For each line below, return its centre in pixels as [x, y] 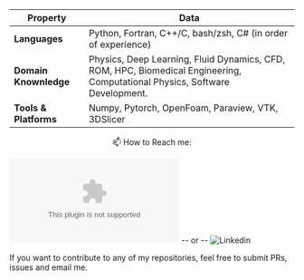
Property [47, 18]
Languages [38, 39]
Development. [119, 93]
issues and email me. [49, 267]
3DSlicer [107, 119]
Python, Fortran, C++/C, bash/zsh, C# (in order [188, 33]
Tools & [30, 108]
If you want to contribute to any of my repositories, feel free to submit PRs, [148, 258]
